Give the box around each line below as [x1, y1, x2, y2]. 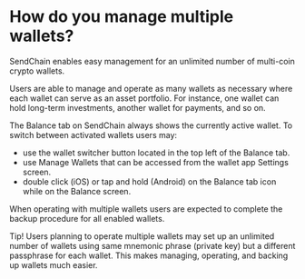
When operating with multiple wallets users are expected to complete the [9, 203, 283, 214]
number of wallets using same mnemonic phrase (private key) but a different [9, 240, 296, 251]
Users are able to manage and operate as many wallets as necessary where [9, 83, 293, 94]
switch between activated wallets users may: [9, 129, 178, 140]
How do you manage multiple [9, 6, 234, 27]
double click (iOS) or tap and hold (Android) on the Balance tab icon [22, 175, 277, 187]
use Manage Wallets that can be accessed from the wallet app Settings [22, 156, 289, 167]
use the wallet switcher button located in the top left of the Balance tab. [22, 147, 290, 158]
